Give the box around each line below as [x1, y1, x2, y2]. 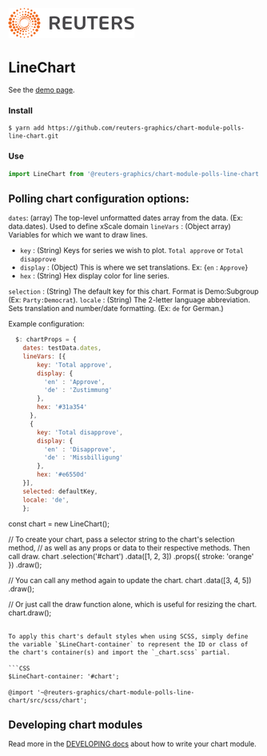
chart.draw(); [8, 608, 52, 618]
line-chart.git [8, 132, 59, 140]
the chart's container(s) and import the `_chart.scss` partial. [8, 648, 230, 656]
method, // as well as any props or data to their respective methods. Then [8, 542, 250, 552]
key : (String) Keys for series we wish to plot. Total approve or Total [19, 246, 244, 255]
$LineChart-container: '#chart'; [8, 672, 120, 680]
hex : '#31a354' [37, 403, 88, 411]
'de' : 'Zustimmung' [43, 386, 113, 394]
